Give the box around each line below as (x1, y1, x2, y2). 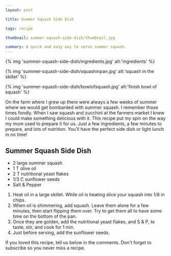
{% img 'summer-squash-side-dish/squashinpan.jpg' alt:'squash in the (5, 68, 154, 75)
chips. (12, 197, 26, 203)
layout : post (5, 7, 33, 13)
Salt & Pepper (12, 181, 42, 188)
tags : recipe (5, 26, 33, 31)
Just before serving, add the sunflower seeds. (12, 229, 110, 236)
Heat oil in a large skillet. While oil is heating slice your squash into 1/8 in (12, 191, 165, 197)
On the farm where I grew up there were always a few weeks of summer (5, 99, 157, 105)
